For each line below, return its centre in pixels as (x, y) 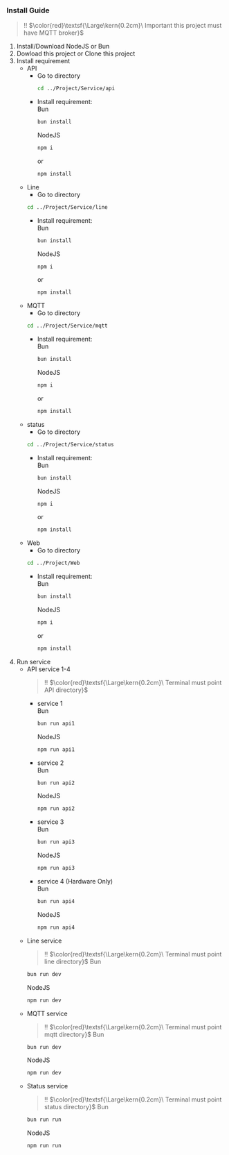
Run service (34, 661)
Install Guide (28, 10)
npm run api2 (56, 809)
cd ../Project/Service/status (71, 444)
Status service (47, 1086)
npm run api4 (56, 927)
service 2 (51, 763)
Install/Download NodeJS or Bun (63, 47)
